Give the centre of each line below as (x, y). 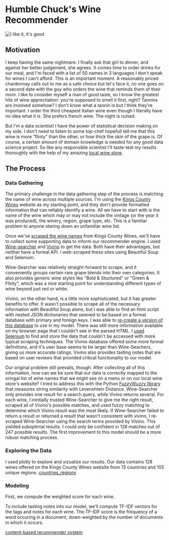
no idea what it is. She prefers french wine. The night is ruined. (71, 116)
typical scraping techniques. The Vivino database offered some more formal (84, 342)
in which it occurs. (24, 523)
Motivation (23, 50)
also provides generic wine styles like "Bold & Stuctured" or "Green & (77, 278)
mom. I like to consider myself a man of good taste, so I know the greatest (82, 94)
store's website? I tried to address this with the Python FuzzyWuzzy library (83, 384)
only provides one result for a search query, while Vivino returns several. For (85, 394)
